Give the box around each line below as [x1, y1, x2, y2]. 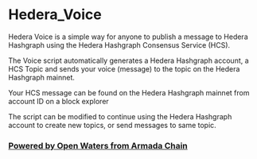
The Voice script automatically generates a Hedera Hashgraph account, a [8, 56, 249, 65]
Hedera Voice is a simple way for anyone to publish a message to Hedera [8, 32, 248, 41]
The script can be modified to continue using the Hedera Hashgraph [8, 111, 232, 121]
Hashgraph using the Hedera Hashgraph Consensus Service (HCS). [8, 40, 231, 49]
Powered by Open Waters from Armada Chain [8, 140, 189, 151]
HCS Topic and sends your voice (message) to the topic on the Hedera [8, 64, 240, 73]
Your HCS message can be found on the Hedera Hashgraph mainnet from [8, 87, 250, 97]
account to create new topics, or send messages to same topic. [8, 120, 216, 130]
